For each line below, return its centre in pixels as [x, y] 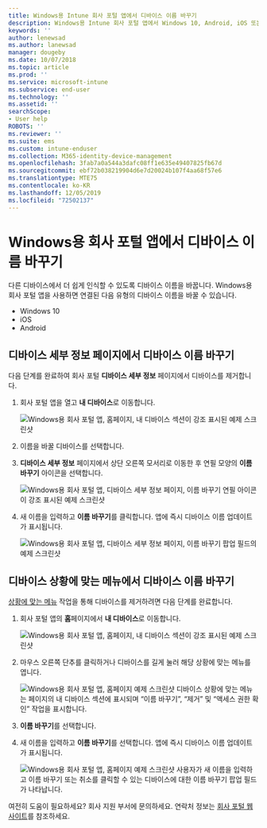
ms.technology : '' [39, 97]
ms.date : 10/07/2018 [43, 60]
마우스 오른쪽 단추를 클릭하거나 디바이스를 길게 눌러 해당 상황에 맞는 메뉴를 [135, 662]
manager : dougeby [37, 52]
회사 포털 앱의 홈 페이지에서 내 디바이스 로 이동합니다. [100, 619]
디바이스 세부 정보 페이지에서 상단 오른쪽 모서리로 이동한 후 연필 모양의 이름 [136, 463]
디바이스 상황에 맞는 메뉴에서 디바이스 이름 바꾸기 [121, 581]
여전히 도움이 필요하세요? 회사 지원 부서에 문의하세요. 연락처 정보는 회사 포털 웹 [131, 807]
